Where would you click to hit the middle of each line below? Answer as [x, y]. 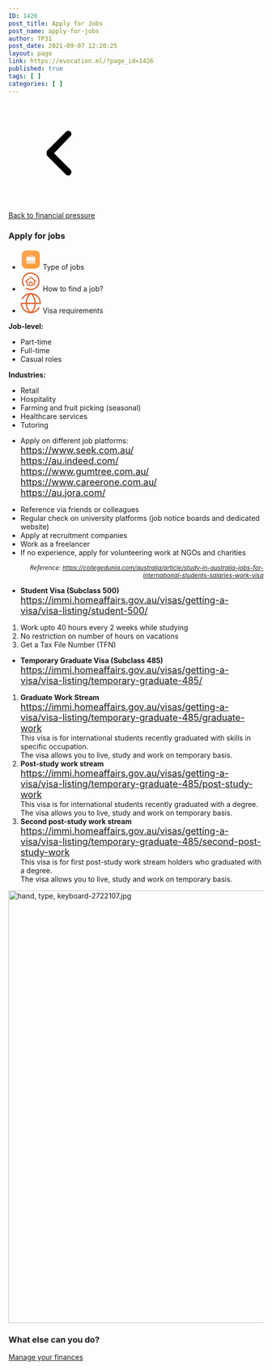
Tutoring [34, 425]
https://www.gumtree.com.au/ [85, 471]
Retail [30, 391]
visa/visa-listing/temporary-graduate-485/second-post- [140, 841]
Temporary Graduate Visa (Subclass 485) [91, 660]
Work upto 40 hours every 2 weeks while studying [104, 627]
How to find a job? [73, 288]
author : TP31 [30, 38]
